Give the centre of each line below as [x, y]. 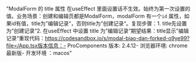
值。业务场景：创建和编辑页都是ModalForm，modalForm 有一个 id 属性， [95, 16]
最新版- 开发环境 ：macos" [39, 53]
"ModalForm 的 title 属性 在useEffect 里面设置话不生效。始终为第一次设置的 [98, 9]
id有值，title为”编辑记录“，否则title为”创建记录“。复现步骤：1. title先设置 [99, 23]
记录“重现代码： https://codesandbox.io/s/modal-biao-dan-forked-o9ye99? [98, 38]
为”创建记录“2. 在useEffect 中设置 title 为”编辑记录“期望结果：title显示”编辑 [97, 31]
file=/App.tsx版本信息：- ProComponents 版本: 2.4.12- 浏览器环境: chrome [97, 45]
